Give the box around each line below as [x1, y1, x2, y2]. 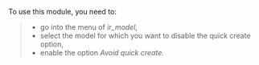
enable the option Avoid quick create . [39, 48, 165, 57]
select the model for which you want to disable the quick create [39, 31, 251, 40]
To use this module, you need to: [8, 7, 117, 16]
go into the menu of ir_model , [39, 22, 138, 31]
